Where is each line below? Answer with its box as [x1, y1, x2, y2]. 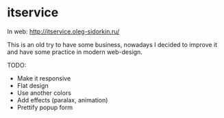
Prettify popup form [16, 103, 73, 111]
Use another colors [16, 89, 72, 97]
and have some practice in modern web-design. [7, 48, 142, 56]
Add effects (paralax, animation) [16, 95, 108, 104]
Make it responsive [16, 74, 71, 83]
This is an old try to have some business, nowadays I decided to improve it [7, 40, 218, 48]
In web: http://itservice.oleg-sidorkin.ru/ [7, 27, 120, 35]
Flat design [16, 81, 49, 89]
